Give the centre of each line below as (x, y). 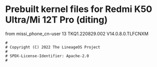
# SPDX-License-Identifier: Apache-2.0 (47, 56)
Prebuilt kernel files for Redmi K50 (79, 9)
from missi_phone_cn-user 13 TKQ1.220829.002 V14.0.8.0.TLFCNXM (77, 33)
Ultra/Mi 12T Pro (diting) (57, 20)
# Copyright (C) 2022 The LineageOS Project (53, 47)
